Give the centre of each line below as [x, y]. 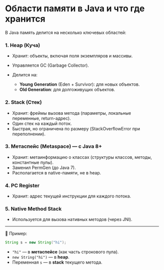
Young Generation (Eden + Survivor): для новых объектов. [80, 84]
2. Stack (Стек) [24, 102]
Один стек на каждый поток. [42, 123]
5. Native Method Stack [33, 209]
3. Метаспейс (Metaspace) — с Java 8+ [54, 147]
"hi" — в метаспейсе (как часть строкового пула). [65, 252]
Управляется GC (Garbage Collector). [51, 65]
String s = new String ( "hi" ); [36, 243]
